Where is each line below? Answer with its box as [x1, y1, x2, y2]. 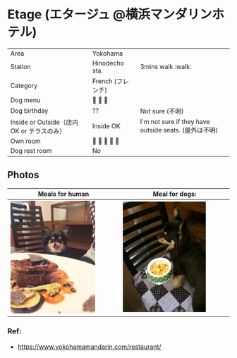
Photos [7, 169, 39, 181]
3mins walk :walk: [140, 63, 192, 71]
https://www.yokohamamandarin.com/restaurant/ [17, 342, 162, 351]
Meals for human [37, 190, 90, 198]
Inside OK [92, 122, 121, 130]
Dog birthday [10, 106, 49, 115]
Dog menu [10, 96, 41, 104]
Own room [10, 137, 41, 145]
